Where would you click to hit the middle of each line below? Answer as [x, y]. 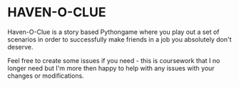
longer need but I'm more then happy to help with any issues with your [111, 68]
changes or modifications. [46, 76]
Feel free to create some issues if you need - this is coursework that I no [114, 60]
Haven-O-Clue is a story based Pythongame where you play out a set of [113, 32]
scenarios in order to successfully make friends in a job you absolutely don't [119, 39]
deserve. [20, 47]
